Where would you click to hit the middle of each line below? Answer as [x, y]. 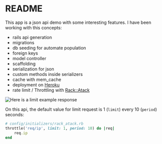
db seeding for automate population [49, 48]
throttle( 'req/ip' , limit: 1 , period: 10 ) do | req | [60, 128]
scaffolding [24, 64]
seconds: [15, 114]
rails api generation [32, 37]
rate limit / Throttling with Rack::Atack [51, 90]
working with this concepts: [34, 27]
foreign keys [25, 53]
